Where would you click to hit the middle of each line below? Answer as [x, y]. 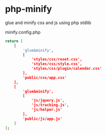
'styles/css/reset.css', [57, 59]
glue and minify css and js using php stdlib [48, 23]
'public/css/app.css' [45, 78]
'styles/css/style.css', [57, 64]
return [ [14, 41]
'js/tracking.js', [50, 105]
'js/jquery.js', [48, 101]
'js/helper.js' [47, 110]
